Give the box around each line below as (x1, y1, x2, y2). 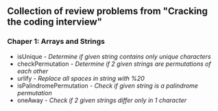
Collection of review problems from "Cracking (7, 5, 208, 17)
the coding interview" (7, 16, 103, 28)
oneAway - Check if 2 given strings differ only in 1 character (16, 96, 187, 104)
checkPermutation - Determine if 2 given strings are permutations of (16, 60, 211, 68)
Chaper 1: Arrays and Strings (7, 37, 105, 47)
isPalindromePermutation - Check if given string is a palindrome (16, 82, 199, 90)
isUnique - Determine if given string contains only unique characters (16, 52, 211, 60)
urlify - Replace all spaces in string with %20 (16, 74, 145, 82)
